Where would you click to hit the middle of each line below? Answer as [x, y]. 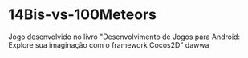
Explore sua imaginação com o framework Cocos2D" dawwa [109, 44]
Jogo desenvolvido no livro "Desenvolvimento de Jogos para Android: [124, 37]
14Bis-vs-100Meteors [82, 15]
